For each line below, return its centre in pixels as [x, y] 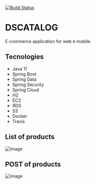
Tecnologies [24, 57]
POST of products [33, 164]
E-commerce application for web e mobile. [48, 41]
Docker [20, 116]
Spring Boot [24, 74]
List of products [30, 137]
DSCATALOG [32, 28]
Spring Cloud [26, 90]
